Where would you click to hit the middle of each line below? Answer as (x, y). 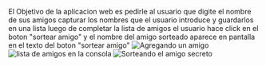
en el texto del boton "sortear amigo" (69, 45)
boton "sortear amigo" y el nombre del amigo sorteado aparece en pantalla (132, 37)
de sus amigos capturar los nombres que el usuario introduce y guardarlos (131, 20)
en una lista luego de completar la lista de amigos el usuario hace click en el (133, 28)
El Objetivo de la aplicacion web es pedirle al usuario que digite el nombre (130, 12)
